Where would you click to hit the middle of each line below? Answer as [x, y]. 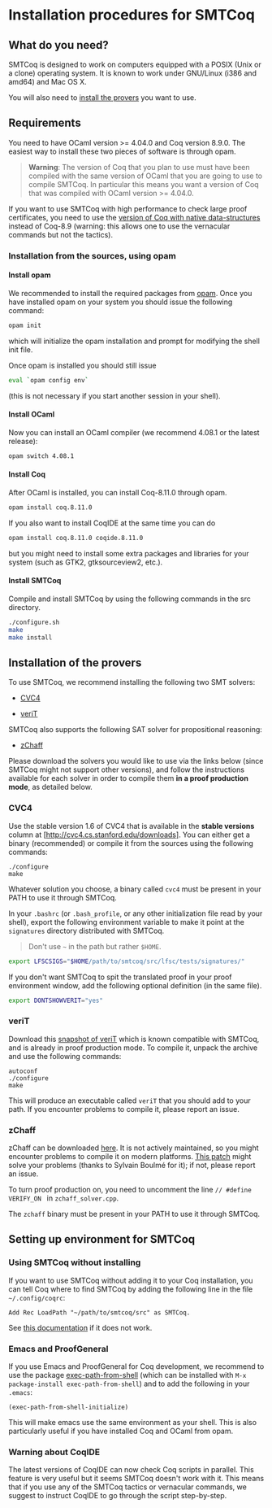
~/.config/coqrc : [37, 1297]
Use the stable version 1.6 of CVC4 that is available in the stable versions [132, 826]
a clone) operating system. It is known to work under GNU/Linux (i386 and [133, 73]
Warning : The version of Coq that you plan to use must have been [139, 167]
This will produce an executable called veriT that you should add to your [130, 1100]
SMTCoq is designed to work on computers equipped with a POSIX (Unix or [135, 64]
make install [30, 637]
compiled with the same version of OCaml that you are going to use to [145, 176]
